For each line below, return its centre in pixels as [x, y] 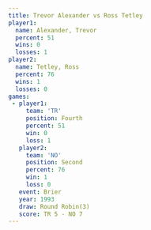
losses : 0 [31, 89]
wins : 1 [28, 81]
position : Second [54, 163]
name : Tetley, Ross [47, 67]
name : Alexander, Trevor [56, 30]
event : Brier [40, 192]
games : [19, 96]
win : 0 [36, 133]
